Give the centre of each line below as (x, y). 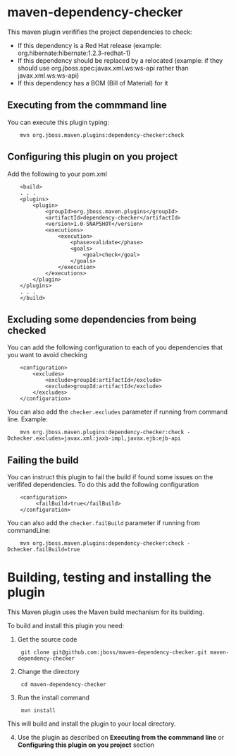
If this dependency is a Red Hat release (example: (89, 45)
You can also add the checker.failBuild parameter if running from (104, 523)
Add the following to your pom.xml (57, 174)
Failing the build (43, 460)
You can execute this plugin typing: (58, 122)
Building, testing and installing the (109, 578)
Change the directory (48, 672)
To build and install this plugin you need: (66, 626)
